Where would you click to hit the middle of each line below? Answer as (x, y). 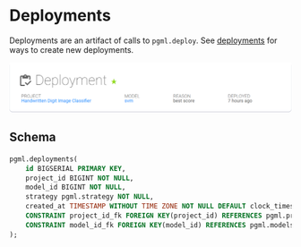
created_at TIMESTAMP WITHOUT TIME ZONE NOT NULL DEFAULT (136, 207)
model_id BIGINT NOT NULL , (76, 187)
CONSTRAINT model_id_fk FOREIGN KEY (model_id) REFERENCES (136, 225)
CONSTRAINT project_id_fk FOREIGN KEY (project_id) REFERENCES (144, 216)
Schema (33, 137)
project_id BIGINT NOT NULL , (80, 178)
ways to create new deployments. (72, 49)
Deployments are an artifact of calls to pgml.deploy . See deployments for (143, 40)
